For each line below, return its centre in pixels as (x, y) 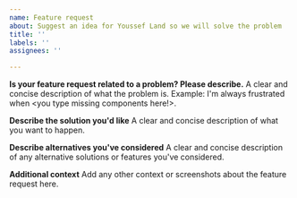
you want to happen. (47, 130)
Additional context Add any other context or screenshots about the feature (148, 175)
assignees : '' (36, 51)
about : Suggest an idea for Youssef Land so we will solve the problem (145, 26)
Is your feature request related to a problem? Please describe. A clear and (148, 84)
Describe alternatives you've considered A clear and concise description (146, 148)
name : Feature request (51, 17)
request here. (34, 184)
